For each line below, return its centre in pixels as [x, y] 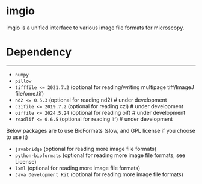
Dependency [39, 52]
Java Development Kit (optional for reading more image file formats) [99, 174]
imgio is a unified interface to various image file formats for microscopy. [95, 28]
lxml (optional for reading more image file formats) [78, 168]
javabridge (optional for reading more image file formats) [86, 149]
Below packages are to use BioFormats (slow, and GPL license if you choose [101, 130]
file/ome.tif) [29, 93]
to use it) [17, 137]
